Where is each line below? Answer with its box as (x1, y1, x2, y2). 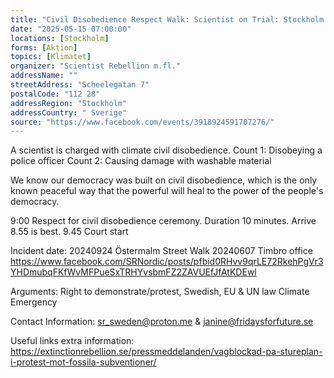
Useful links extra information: (10, 335, 135, 347)
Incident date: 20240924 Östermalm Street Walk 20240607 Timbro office (10, 245, 313, 257)
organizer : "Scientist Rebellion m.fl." (10, 61, 182, 71)
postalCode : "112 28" (10, 89, 101, 99)
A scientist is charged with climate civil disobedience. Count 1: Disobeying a (10, 144, 323, 156)
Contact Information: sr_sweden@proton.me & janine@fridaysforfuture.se (10, 316, 314, 328)
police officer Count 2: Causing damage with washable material (10, 155, 272, 167)
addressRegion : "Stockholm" (10, 98, 128, 108)
